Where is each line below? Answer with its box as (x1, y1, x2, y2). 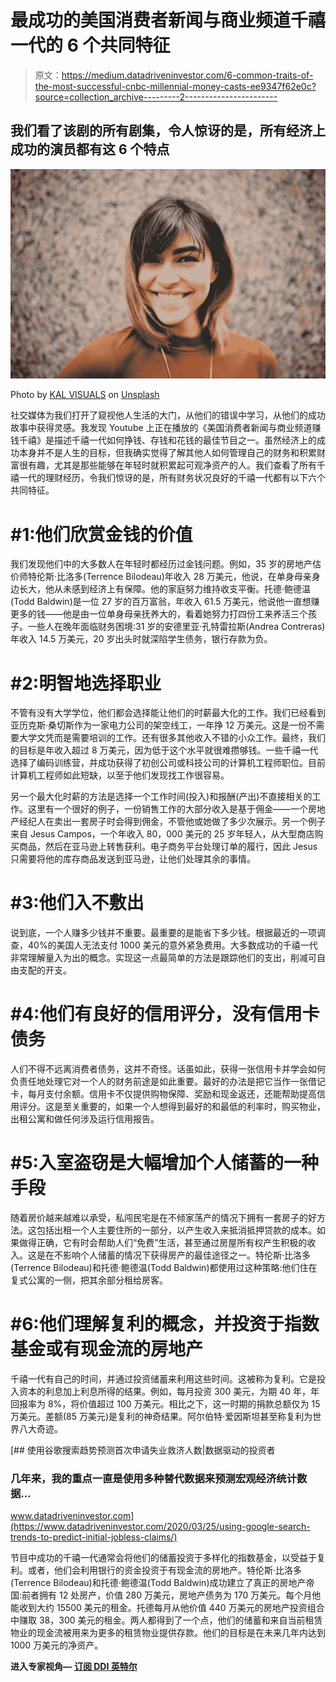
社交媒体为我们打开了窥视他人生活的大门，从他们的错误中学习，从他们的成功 (10, 409, 326, 421)
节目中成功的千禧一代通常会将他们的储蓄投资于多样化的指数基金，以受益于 (10, 1552, 317, 1564)
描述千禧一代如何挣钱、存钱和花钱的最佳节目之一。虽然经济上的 (53, 434, 317, 446)
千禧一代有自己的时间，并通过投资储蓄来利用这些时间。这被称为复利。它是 (10, 1373, 317, 1385)
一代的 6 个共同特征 (10, 34, 171, 57)
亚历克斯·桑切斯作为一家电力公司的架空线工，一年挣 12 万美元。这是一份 (10, 719, 308, 731)
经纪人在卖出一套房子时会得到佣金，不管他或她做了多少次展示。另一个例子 (18, 816, 326, 828)
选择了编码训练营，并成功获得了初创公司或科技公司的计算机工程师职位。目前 (10, 757, 326, 769)
